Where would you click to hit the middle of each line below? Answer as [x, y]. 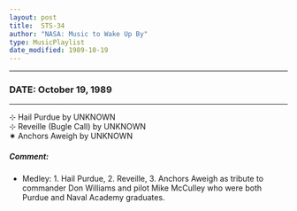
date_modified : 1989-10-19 [59, 51]
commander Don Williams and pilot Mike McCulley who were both [142, 188]
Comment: [29, 157]
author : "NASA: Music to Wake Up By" [79, 34]
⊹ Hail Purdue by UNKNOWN [62, 117]
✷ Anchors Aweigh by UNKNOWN [71, 136]
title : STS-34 [37, 26]
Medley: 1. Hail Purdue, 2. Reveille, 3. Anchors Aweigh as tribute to [143, 179]
